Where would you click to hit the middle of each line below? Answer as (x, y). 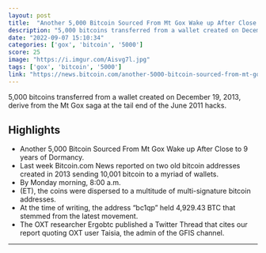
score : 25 (25, 52)
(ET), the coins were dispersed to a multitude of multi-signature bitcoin (135, 191)
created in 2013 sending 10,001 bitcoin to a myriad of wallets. (119, 174)
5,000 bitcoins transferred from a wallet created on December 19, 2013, (125, 96)
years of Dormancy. (52, 157)
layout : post (30, 15)
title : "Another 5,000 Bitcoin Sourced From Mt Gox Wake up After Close (133, 23)
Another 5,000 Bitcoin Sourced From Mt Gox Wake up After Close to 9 (134, 149)
